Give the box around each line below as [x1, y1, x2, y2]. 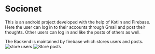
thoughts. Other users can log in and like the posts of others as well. [5, 29, 141, 35]
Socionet [5, 3, 42, 14]
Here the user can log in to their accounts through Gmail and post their [5, 24, 146, 30]
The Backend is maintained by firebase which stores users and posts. [5, 38, 143, 44]
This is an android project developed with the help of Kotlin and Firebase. [5, 19, 151, 25]
